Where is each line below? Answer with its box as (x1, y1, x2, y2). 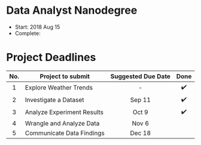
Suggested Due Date (110, 72, 170, 81)
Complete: (14, 29, 41, 36)
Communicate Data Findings (25, 129, 105, 137)
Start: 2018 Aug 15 (14, 23, 60, 30)
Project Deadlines (6, 51, 96, 64)
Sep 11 (130, 96, 151, 104)
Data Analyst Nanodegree (6, 4, 138, 17)
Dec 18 (130, 129, 151, 137)
